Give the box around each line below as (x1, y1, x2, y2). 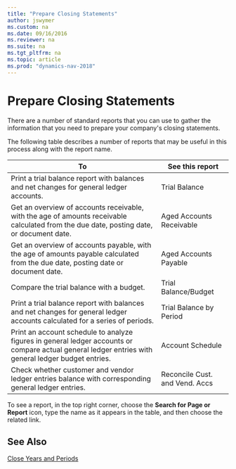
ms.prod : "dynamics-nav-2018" (7, 63, 96, 70)
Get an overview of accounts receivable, (11, 202, 144, 212)
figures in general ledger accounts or (11, 335, 133, 345)
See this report (167, 161, 219, 171)
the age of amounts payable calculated (11, 249, 139, 259)
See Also (7, 435, 47, 447)
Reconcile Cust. (161, 369, 213, 379)
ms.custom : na (7, 23, 49, 30)
